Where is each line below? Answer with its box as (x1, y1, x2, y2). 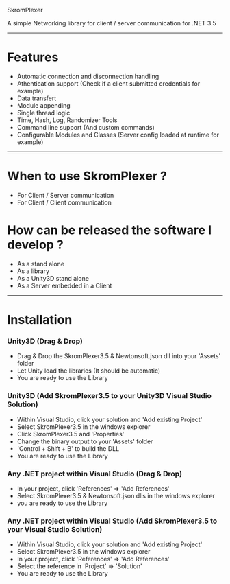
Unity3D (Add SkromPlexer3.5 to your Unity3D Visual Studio (7, 391, 212, 401)
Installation (7, 312, 73, 327)
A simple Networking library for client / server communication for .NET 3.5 (7, 19, 217, 27)
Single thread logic (16, 108, 71, 117)
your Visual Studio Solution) (7, 524, 103, 534)
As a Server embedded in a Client (16, 281, 112, 290)
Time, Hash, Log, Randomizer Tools (16, 116, 118, 124)
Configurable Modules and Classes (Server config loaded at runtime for (16, 130, 219, 139)
